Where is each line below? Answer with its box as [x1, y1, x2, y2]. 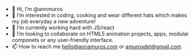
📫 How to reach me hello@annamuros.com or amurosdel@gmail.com [11, 43, 181, 50]
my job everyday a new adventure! [11, 18, 96, 24]
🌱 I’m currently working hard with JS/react [11, 24, 115, 31]
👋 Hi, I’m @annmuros [11, 6, 63, 12]
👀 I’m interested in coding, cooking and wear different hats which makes [11, 12, 187, 19]
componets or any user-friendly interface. [11, 37, 114, 43]
